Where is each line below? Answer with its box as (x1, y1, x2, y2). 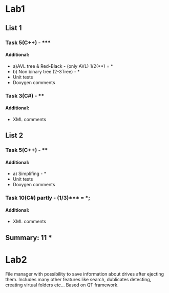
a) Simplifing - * (12, 170, 47, 177)
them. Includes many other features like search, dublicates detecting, (5, 276, 152, 282)
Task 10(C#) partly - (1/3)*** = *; (5, 194, 91, 202)
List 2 (5, 131, 24, 140)
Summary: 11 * (5, 233, 52, 242)
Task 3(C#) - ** (5, 92, 45, 99)
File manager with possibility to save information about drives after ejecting (5, 270, 164, 277)
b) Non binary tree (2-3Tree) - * (12, 68, 80, 74)
